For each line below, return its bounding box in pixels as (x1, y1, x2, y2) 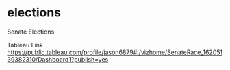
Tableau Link (7, 40, 43, 49)
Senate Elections (7, 27, 55, 36)
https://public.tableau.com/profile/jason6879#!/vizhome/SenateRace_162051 (7, 48, 223, 56)
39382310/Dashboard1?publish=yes (7, 55, 109, 63)
